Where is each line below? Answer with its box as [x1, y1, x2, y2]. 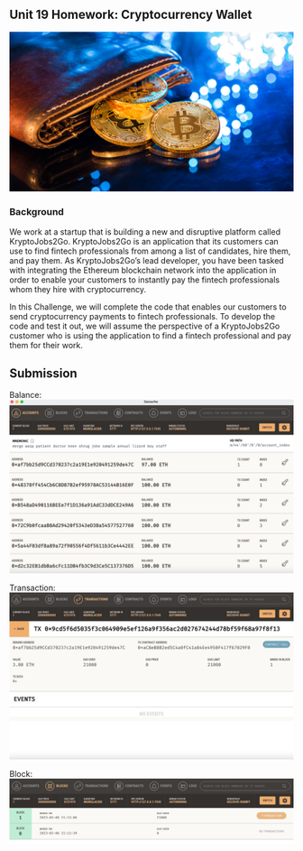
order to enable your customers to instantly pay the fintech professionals [9, 274, 280, 285]
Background [9, 206, 65, 218]
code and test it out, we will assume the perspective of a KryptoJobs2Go [9, 320, 280, 331]
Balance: [9, 390, 42, 401]
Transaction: [9, 582, 56, 593]
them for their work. [9, 339, 84, 350]
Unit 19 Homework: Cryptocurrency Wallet [9, 7, 252, 23]
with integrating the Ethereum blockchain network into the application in [9, 264, 277, 275]
